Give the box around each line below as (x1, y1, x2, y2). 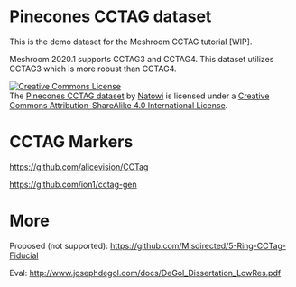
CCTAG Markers (9, 132, 134, 153)
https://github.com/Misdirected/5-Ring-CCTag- (109, 240, 287, 251)
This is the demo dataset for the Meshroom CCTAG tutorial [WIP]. (9, 36, 253, 47)
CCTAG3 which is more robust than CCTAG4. (9, 63, 178, 74)
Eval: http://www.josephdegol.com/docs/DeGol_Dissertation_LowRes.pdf (9, 267, 282, 278)
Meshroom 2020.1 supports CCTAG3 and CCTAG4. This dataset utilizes (9, 53, 274, 64)
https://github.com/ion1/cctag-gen (9, 179, 137, 190)
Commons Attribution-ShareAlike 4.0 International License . (9, 99, 228, 110)
